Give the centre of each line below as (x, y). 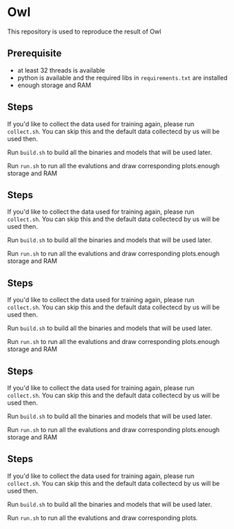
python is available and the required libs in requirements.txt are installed (122, 77)
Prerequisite (35, 53)
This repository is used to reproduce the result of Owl (85, 31)
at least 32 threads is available (61, 70)
